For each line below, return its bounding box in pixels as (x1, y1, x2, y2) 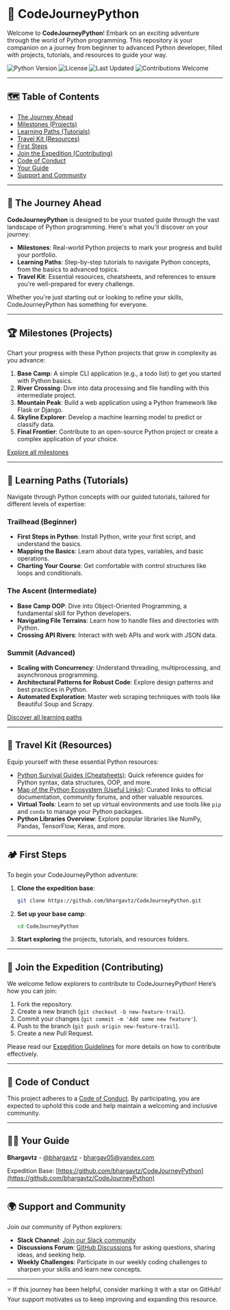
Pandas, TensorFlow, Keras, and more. (16, 821, 126, 830)
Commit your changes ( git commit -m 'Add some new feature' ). (16, 1015, 198, 1023)
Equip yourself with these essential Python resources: (7, 757, 159, 766)
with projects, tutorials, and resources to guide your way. (7, 51, 168, 59)
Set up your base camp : (16, 909, 86, 917)
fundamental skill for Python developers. (16, 609, 131, 617)
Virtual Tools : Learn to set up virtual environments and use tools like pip (16, 800, 222, 808)
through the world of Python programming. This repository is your (7, 36, 193, 44)
